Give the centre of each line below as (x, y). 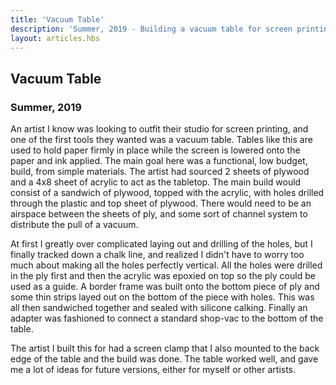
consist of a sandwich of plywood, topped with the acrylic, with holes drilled (167, 193)
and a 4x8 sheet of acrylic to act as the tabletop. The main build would (156, 182)
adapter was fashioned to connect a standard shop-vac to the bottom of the (167, 318)
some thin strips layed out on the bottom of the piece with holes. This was (162, 297)
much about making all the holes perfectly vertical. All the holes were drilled (166, 265)
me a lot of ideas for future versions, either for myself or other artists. (153, 370)
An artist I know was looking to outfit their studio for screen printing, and (159, 129)
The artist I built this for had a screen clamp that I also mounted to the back (165, 348)
